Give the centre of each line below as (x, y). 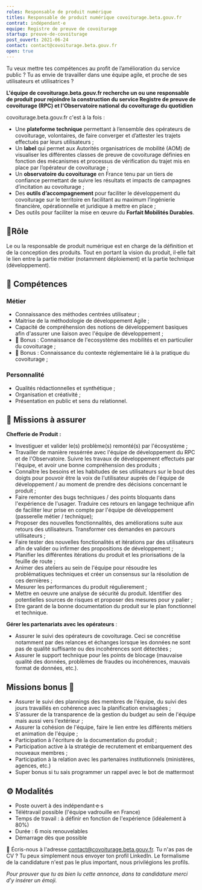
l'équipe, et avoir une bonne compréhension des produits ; (88, 465)
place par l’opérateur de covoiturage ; (62, 167)
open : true (20, 51)
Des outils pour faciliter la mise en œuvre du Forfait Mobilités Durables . (105, 212)
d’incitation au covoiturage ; (49, 186)
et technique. (31, 612)
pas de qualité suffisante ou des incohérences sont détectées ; (93, 649)
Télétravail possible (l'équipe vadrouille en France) (77, 812)
